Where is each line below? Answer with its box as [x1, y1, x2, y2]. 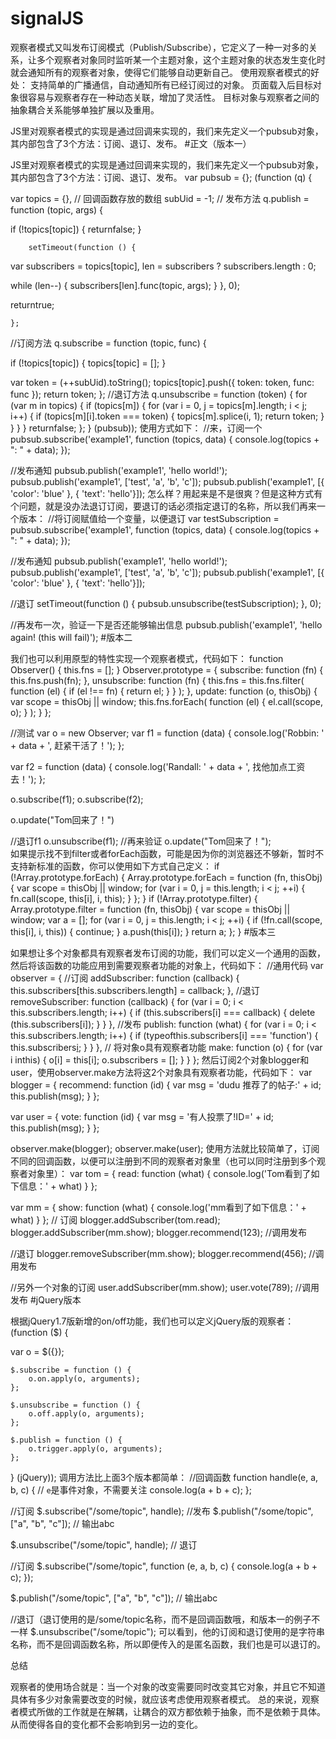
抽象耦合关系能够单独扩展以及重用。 [10, 103, 160, 116]
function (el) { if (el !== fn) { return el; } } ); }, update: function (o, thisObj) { [10, 685, 318, 697]
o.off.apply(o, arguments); [28, 1408, 145, 1419]
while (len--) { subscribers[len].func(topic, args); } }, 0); [10, 279, 241, 291]
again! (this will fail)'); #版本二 [10, 631, 133, 643]
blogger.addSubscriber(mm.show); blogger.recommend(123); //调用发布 [10, 1226, 307, 1238]
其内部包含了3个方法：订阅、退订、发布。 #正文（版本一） [10, 137, 252, 149]
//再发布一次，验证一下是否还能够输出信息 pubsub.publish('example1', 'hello [10, 618, 323, 631]
